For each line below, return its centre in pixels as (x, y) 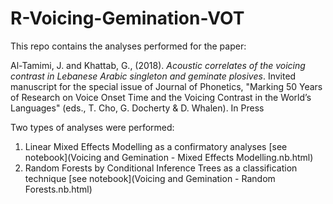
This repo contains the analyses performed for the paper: (128, 46)
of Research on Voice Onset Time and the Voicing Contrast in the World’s (161, 97)
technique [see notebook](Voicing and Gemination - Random (150, 178)
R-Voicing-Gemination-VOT (127, 18)
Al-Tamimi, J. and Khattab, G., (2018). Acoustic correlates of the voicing (158, 65)
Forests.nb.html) (58, 189)
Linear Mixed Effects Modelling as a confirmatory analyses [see (156, 146)
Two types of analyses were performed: (92, 127)
